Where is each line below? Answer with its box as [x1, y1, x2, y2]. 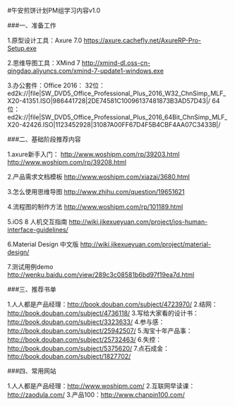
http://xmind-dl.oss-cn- [81, 59, 150, 67]
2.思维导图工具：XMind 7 [7, 59, 80, 67]
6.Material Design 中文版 [7, 240, 79, 249]
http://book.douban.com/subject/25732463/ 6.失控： [7, 335, 162, 344]
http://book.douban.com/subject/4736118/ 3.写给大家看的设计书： [7, 309, 199, 317]
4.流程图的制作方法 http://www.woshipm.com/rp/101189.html [7, 203, 183, 210]
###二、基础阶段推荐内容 [7, 135, 81, 143]
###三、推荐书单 [7, 285, 56, 293]
